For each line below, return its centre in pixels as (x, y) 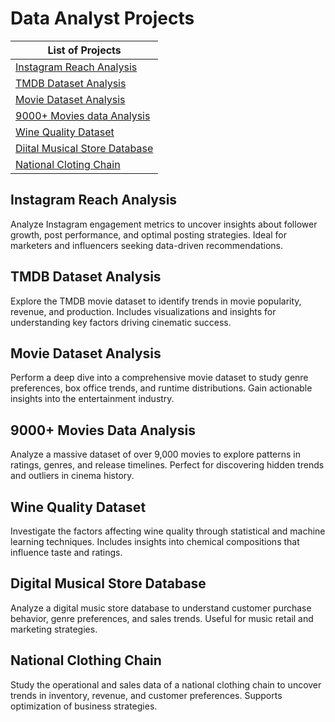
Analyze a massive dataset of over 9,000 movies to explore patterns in (155, 454)
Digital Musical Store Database (108, 583)
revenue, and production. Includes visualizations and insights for (143, 311)
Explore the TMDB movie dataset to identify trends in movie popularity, (156, 301)
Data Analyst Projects (102, 18)
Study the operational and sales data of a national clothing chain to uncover (166, 684)
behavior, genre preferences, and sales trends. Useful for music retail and (162, 618)
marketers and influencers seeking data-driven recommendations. (147, 245)
